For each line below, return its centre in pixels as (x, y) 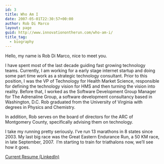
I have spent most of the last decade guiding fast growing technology (75, 65)
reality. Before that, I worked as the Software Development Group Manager (81, 91)
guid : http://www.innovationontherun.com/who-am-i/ (59, 33)
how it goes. (18, 147)
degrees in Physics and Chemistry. (40, 107)
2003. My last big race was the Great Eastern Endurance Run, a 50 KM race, (82, 136)
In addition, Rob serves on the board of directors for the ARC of (69, 117)
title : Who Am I (22, 14)
